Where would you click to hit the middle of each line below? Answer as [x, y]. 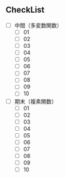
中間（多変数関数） [38, 25]
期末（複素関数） [36, 101]
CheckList [25, 10]
